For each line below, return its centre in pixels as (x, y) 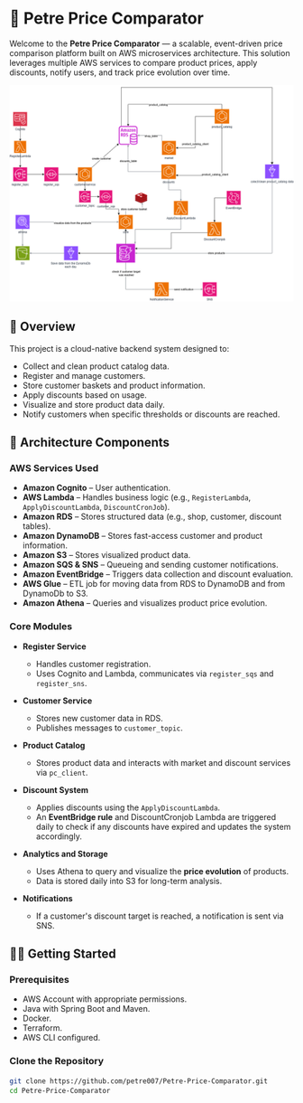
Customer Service (57, 701)
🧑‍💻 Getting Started (63, 954)
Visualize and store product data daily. (93, 404)
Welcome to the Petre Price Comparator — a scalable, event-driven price (146, 43)
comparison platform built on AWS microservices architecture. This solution (150, 52)
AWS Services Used (54, 467)
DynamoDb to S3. (55, 594)
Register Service (55, 646)
